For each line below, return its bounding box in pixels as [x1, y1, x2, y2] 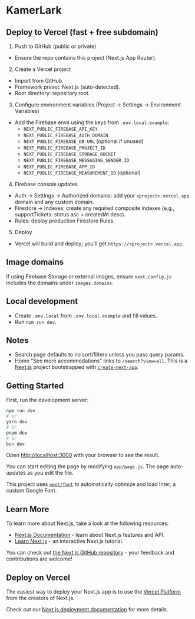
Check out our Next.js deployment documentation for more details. [6, 606, 168, 612]
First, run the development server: [6, 397, 89, 404]
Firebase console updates [14, 181, 78, 187]
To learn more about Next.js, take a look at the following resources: [6, 520, 169, 527]
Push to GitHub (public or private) [14, 43, 97, 50]
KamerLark [6, 4, 62, 17]
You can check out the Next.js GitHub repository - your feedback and [6, 549, 175, 556]
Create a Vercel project [14, 66, 71, 73]
